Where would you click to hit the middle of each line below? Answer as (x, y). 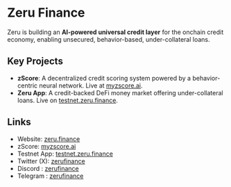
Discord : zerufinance (48, 168)
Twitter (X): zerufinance (51, 161)
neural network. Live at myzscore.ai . (91, 86)
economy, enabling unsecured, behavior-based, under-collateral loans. (109, 39)
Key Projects (35, 62)
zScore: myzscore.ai (46, 146)
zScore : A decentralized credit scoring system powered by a (104, 78)
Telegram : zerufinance (50, 176)
